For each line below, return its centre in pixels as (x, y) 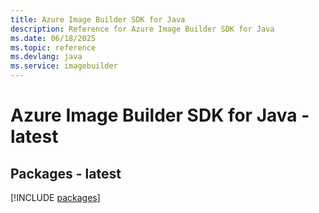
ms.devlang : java (46, 57)
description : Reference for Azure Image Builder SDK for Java (142, 29)
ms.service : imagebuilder (64, 66)
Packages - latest (66, 173)
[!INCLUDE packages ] (55, 197)
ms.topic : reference (53, 47)
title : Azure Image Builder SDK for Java (98, 19)
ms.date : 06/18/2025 (53, 38)
